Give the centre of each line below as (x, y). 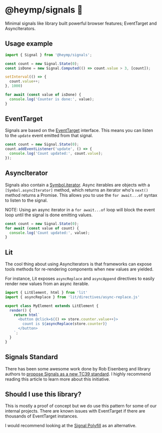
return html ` (27, 315)
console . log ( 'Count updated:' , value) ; (50, 233)
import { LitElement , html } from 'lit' (47, 293)
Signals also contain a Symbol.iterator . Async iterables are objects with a (78, 185)
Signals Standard (32, 357)
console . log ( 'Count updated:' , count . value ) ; (56, 154)
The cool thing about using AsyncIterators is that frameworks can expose (78, 264)
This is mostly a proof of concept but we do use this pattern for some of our (81, 406)
